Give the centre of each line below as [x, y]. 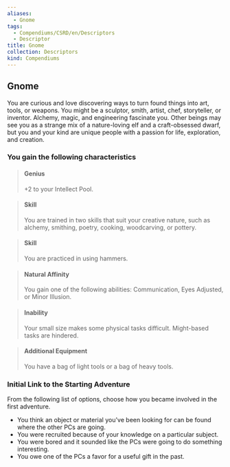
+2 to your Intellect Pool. [59, 189]
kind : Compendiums [33, 59]
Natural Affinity [47, 274]
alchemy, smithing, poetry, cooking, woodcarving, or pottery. [110, 227]
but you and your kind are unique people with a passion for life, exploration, [114, 132]
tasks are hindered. [51, 335]
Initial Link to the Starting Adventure [69, 384]
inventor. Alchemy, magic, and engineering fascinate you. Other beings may [114, 117]
